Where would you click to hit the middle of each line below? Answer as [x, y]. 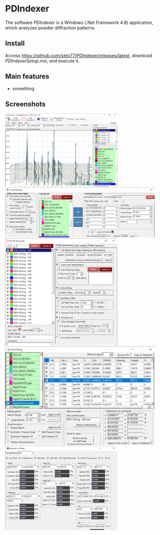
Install [15, 44]
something [23, 88]
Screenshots [25, 104]
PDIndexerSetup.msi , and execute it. [42, 61]
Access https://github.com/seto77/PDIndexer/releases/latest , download [79, 55]
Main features [27, 77]
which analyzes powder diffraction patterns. [50, 27]
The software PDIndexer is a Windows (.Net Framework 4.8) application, [79, 22]
